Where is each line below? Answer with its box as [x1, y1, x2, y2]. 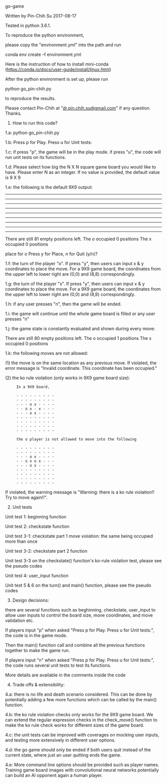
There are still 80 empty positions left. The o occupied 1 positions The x [5, 335, 152, 341]
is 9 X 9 [5, 174, 21, 180]
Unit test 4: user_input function [5, 573, 69, 579]
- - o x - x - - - [16, 406, 55, 411]
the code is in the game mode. [5, 632, 68, 638]
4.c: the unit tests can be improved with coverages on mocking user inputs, [5, 732, 160, 738]
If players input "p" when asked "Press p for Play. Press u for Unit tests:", [5, 627, 155, 633]
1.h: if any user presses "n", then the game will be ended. [5, 301, 122, 307]
